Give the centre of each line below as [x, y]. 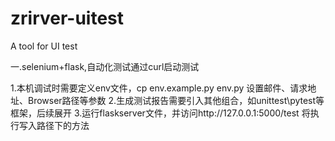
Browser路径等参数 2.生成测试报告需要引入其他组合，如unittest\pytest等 [176, 100]
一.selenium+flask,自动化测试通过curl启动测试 [105, 66]
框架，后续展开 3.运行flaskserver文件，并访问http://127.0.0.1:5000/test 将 [160, 113]
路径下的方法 [63, 125]
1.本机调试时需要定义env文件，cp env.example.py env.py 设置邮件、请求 [159, 88]
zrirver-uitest [67, 18]
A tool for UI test [44, 46]
